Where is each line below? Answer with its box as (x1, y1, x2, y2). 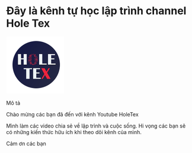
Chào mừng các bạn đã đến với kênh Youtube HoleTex (6, 110, 139, 118)
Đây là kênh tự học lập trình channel (6, 4, 187, 18)
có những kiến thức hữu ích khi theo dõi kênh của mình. (6, 128, 142, 135)
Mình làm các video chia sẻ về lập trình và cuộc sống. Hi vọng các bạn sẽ (6, 122, 186, 129)
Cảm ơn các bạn (6, 140, 46, 147)
